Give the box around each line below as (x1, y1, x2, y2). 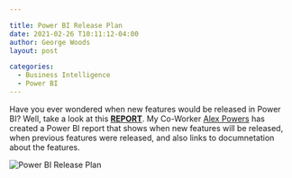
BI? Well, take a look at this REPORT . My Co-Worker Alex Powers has (9, 113, 266, 124)
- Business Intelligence (17, 71, 111, 80)
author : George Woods (9, 38, 91, 47)
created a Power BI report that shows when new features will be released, (9, 122, 284, 133)
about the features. (9, 141, 80, 153)
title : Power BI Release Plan (9, 21, 123, 30)
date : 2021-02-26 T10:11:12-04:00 (9, 29, 140, 39)
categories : (9, 62, 54, 72)
